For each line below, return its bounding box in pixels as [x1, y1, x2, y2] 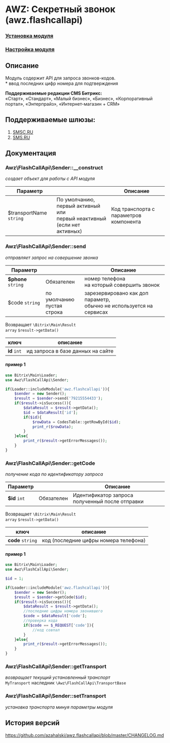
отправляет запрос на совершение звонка [5, 254, 99, 260]
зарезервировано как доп [84, 289, 149, 296]
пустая [45, 302, 62, 309]
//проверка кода [23, 618, 58, 623]
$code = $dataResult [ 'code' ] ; [23, 614, 87, 619]
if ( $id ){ [23, 415, 42, 420]
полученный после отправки [72, 498, 144, 505]
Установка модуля [5, 32, 54, 39]
